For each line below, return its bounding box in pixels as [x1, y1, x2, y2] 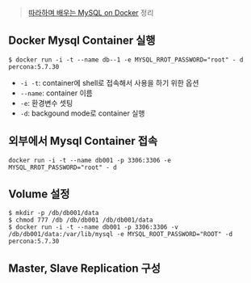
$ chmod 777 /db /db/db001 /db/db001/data [8, 216, 153, 225]
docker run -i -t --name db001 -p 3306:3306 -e [8, 156, 172, 164]
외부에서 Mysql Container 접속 [8, 134, 158, 148]
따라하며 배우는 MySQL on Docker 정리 [27, 8, 154, 17]
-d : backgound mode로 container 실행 [19, 108, 145, 118]
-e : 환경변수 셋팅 [19, 98, 73, 108]
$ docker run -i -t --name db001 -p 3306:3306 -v [8, 223, 179, 231]
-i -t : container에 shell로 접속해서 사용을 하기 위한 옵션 [19, 78, 199, 87]
